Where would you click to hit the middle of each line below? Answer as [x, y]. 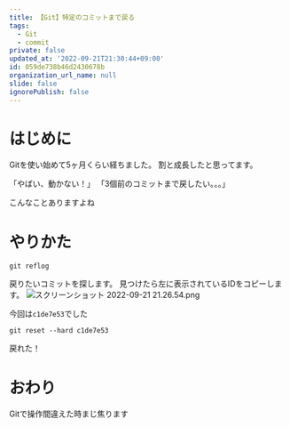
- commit [33, 42]
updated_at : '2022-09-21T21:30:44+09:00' [87, 59]
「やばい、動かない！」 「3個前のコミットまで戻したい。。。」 [120, 184]
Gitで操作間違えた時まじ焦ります [69, 414]
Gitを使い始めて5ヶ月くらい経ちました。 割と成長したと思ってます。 [133, 165]
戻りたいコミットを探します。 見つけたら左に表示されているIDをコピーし [142, 284]
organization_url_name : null [63, 76]
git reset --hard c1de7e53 [59, 331]
